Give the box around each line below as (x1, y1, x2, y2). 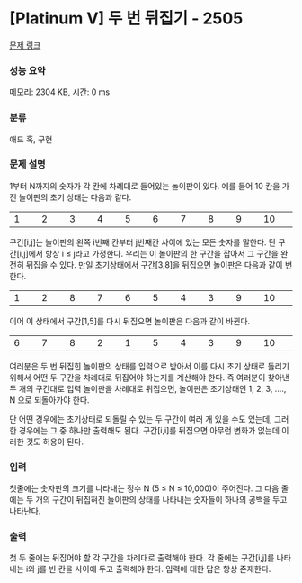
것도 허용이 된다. (25, 436, 84, 447)
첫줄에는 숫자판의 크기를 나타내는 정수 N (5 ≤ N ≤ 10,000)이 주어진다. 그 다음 (9, 483, 280, 494)
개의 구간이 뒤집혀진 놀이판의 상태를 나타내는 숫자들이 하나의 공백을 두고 (35, 495, 288, 506)
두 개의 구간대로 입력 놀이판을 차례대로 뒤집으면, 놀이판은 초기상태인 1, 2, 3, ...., (9, 383, 287, 394)
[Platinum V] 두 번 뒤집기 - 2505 (9, 8, 244, 29)
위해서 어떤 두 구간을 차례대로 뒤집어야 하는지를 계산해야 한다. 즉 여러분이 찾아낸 (9, 371, 290, 383)
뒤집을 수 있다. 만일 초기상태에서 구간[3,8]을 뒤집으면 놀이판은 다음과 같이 (25, 259, 283, 270)
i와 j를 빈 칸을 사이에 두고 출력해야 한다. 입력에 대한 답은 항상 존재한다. (25, 564, 271, 575)
